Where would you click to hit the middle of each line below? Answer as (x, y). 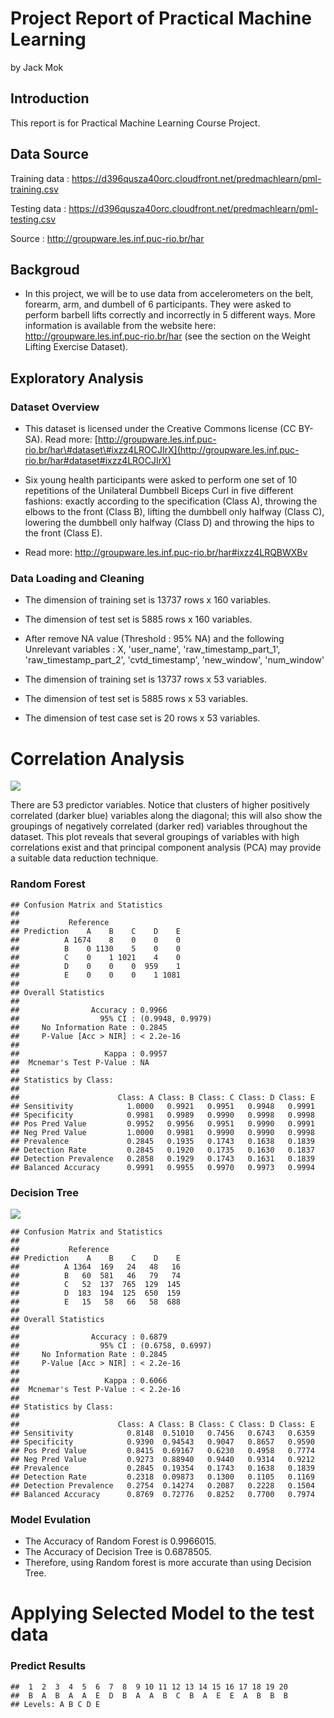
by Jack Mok (37, 67)
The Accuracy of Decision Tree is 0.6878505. (118, 1552)
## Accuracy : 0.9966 (89, 1010)
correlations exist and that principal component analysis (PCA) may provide (166, 848)
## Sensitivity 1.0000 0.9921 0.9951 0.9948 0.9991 (162, 1106)
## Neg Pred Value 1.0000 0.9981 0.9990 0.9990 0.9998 (162, 1132)
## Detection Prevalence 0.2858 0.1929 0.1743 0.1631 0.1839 (162, 1158)
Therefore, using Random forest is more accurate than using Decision (168, 1563)
